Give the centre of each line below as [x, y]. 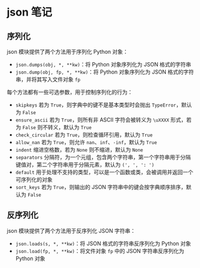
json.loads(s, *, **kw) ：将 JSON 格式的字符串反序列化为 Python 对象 [103, 243]
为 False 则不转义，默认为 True [54, 127]
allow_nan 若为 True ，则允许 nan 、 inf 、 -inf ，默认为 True [86, 142]
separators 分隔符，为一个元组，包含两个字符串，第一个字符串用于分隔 [103, 157]
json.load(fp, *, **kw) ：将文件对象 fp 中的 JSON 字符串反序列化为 [100, 251]
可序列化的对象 [34, 179]
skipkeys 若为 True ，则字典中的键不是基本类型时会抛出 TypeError [96, 105]
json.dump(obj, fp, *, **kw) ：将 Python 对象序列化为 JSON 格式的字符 [104, 72]
